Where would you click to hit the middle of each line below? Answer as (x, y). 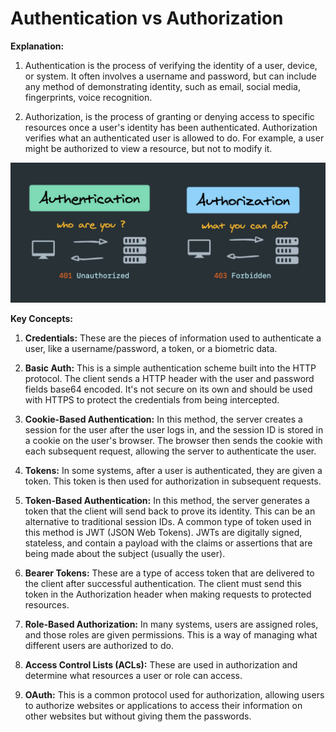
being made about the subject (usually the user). (125, 554)
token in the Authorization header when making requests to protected (168, 594)
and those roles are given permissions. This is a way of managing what (171, 635)
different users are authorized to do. (99, 646)
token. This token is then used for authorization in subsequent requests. (173, 481)
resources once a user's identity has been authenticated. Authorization (171, 127)
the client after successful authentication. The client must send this (163, 584)
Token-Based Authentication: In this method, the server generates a (167, 501)
